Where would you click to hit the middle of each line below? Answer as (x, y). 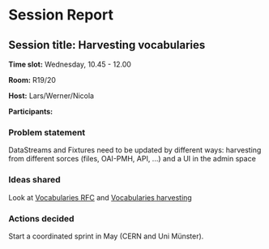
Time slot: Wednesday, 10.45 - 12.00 (70, 64)
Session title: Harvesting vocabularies (107, 45)
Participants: (31, 112)
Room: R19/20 (32, 80)
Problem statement (47, 132)
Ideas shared (34, 180)
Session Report (61, 15)
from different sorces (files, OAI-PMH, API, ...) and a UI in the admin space (132, 159)
